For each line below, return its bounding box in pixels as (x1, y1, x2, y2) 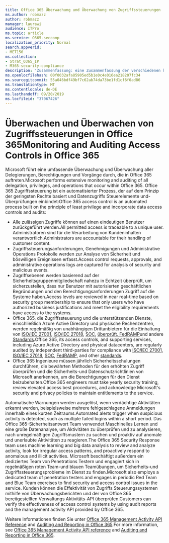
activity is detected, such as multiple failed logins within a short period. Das (5, 416, 162, 422)
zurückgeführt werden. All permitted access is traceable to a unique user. (12, 224, 164, 230)
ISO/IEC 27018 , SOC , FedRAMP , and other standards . (12, 352, 123, 358)
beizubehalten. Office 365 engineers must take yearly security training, (12, 379, 159, 385)
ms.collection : (5, 54, 37, 59)
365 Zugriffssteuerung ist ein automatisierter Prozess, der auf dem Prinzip (5, 188, 159, 194)
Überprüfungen (5, 199, 38, 205)
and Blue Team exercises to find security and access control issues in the (5, 480, 157, 486)
